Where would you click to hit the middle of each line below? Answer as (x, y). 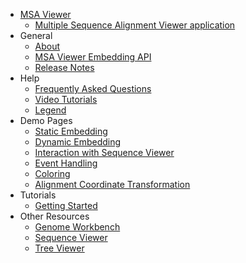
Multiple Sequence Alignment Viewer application (135, 25)
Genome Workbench (77, 227)
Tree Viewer (59, 248)
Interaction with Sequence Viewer (104, 152)
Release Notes (64, 67)
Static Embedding (71, 131)
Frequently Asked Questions (93, 88)
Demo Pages (46, 120)
